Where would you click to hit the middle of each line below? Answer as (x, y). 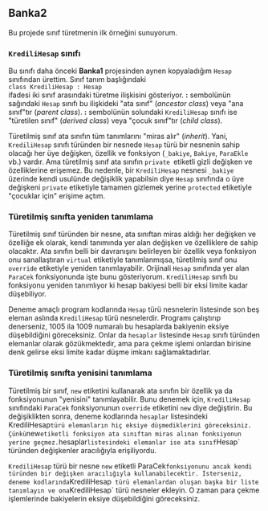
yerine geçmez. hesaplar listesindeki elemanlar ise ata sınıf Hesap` (124, 442)
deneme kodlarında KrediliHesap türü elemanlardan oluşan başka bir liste (134, 481)
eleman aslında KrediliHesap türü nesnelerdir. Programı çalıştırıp (115, 318)
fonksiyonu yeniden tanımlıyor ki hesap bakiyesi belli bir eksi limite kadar (128, 285)
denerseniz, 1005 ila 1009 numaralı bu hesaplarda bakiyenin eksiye (119, 327)
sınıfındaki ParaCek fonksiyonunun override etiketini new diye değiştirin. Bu (130, 407)
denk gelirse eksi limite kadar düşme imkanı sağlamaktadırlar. (110, 352)
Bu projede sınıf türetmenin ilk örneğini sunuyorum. (93, 32)
